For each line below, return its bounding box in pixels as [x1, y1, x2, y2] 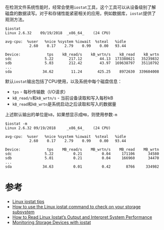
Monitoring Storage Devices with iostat [12, 219, 91, 225]
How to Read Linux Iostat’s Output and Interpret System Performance [12, 214, 152, 220]
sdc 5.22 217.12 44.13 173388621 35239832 [5, 56, 160, 61]
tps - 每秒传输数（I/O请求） [12, 89, 69, 95]
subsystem [12, 209, 35, 215]
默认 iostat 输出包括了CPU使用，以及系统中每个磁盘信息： [5, 78, 122, 84]
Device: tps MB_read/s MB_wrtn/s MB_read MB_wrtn [5, 147, 160, 152]
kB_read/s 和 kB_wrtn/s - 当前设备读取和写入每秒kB [12, 95, 113, 101]
